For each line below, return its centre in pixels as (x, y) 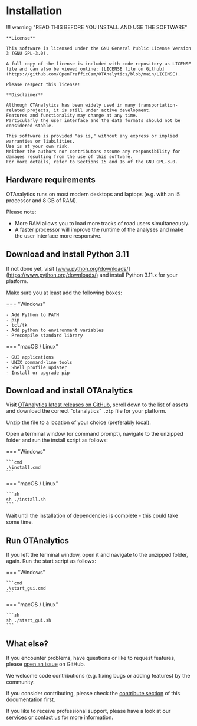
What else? (27, 644)
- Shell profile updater (37, 367)
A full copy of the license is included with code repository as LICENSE (99, 64)
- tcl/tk (17, 325)
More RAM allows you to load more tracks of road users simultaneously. (102, 223)
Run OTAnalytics (37, 541)
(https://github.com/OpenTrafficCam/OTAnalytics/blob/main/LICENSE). (93, 74)
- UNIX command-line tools (39, 362)
